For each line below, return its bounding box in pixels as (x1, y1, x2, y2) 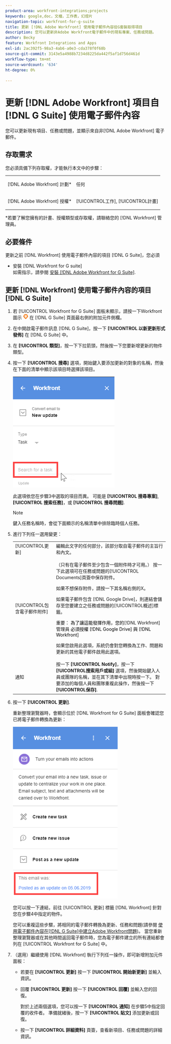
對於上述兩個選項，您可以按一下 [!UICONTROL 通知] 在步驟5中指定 (20, 1003, 161, 1009)
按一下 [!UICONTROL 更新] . (12, 699, 70, 705)
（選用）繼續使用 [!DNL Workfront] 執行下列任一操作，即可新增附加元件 (12, 952, 163, 958)
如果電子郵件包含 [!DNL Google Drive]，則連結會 (55, 596, 158, 602)
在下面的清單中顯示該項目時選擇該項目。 (12, 366, 98, 372)
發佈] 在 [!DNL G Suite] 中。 (12, 332, 71, 338)
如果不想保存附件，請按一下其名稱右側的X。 (55, 585, 149, 591)
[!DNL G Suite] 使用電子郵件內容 (5, 110, 140, 121)
